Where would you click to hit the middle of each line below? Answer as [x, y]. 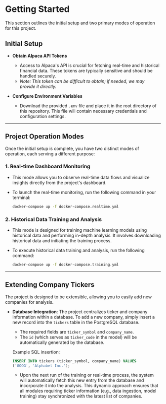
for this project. [21, 28]
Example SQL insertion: [36, 352]
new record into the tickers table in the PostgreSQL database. [76, 322]
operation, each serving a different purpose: [50, 154]
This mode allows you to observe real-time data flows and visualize [81, 177]
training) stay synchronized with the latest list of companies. [81, 396]
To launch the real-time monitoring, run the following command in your [84, 192]
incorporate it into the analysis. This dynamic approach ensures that [89, 386]
